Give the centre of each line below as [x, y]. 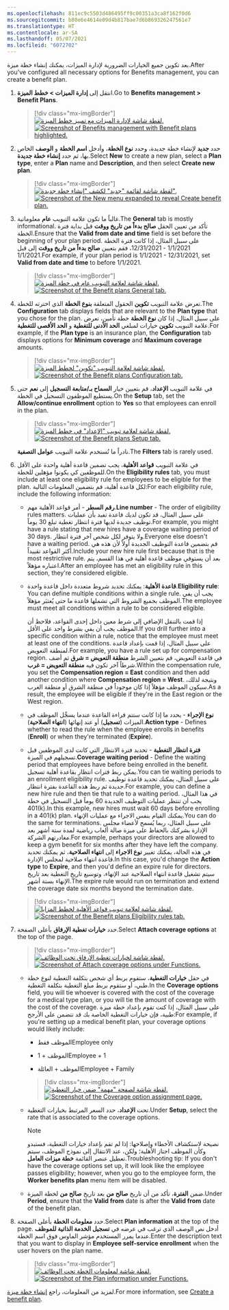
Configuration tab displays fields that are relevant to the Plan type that [117, 311]
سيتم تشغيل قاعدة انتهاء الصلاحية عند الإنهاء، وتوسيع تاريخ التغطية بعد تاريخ [121, 874]
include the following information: [64, 494]
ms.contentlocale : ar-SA [42, 33]
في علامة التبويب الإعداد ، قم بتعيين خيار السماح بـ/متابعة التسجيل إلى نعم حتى [115, 389]
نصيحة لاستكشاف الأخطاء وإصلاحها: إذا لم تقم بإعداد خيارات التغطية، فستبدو [123, 1144]
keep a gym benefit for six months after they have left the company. [123, 845]
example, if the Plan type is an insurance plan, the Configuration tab [114, 333]
